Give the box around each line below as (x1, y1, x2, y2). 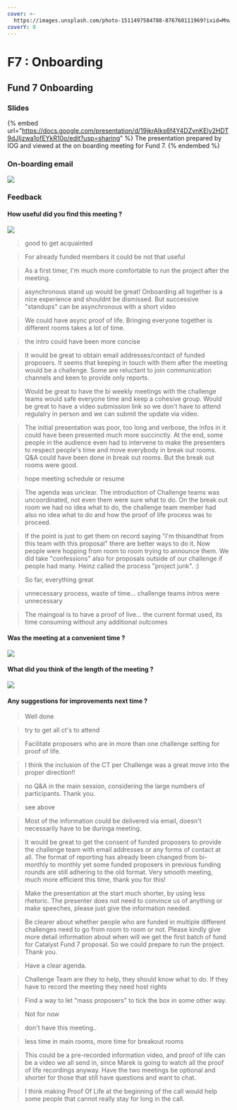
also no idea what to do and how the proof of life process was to (24, 510, 212, 519)
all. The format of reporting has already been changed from (24, 853, 198, 862)
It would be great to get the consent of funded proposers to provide (24, 838, 222, 847)
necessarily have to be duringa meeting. (24, 824, 142, 833)
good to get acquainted (24, 239, 93, 247)
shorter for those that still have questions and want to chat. (24, 1073, 196, 1082)
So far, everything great (24, 575, 94, 584)
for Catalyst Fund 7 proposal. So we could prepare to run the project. (24, 940, 225, 949)
